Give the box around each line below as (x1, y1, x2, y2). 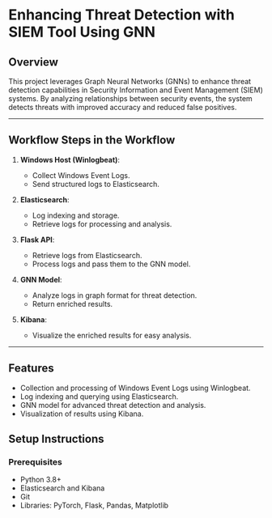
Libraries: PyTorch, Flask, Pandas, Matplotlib (19, 500, 168, 511)
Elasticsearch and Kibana (19, 483, 105, 493)
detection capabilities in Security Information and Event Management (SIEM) (8, 85, 263, 95)
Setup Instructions (8, 432, 104, 446)
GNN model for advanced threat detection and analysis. (19, 400, 206, 410)
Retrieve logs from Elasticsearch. (32, 250, 142, 260)
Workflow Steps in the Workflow (8, 134, 176, 147)
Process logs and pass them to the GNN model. (32, 259, 191, 269)
